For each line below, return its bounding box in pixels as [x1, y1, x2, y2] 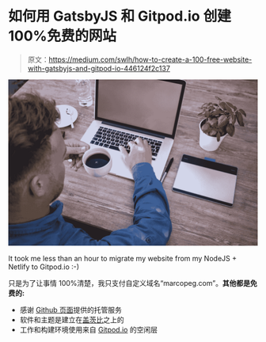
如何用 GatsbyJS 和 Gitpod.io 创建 [8, 7, 231, 25]
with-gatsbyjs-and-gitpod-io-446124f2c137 [27, 63, 170, 73]
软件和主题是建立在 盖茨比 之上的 [19, 314, 124, 325]
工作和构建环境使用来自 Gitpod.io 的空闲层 [19, 325, 158, 334]
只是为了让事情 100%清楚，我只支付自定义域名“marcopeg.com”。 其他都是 [8, 278, 251, 287]
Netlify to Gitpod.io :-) [8, 262, 80, 272]
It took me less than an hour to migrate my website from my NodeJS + [8, 253, 237, 263]
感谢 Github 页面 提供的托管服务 [19, 305, 123, 314]
